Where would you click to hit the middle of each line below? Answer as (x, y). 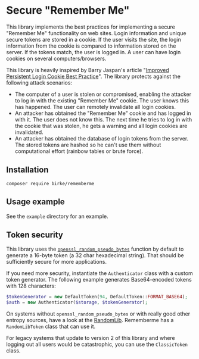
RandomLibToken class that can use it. (51, 327)
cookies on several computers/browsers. (56, 58)
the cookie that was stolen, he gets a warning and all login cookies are (101, 126)
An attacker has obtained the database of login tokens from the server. (102, 138)
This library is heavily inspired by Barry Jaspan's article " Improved (88, 70)
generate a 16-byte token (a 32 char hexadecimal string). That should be (95, 255)
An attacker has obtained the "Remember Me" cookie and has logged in (103, 113)
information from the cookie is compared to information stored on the (91, 46)
